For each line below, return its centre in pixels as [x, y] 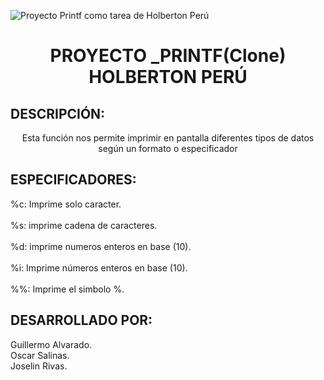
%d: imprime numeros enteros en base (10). [101, 246]
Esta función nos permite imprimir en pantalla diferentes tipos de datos [168, 138]
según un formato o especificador [168, 148]
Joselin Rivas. [39, 366]
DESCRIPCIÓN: [58, 113]
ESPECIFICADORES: [73, 180]
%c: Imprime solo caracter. [66, 204]
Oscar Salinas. [40, 355]
